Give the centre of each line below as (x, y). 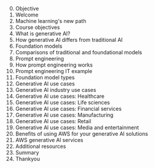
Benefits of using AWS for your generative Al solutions (82, 134)
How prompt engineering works (54, 65)
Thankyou (28, 159)
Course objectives (38, 27)
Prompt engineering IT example (54, 71)
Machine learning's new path (51, 21)
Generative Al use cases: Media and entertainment (77, 127)
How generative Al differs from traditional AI (69, 40)
